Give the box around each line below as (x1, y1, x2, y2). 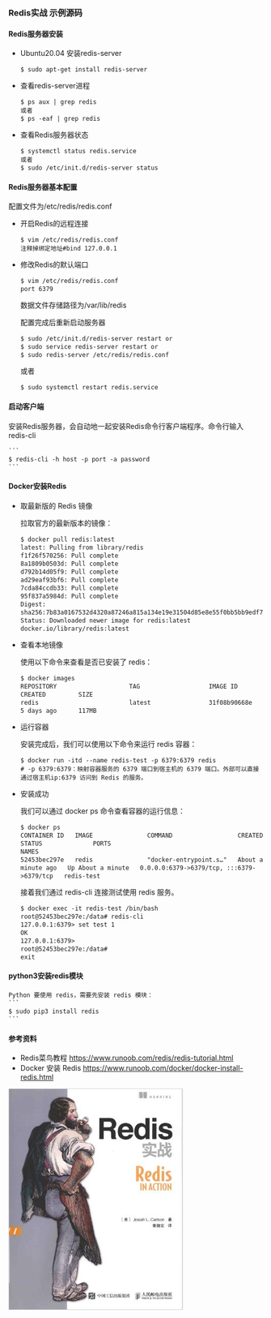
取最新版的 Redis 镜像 (19, 500, 93, 510)
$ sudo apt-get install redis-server (19, 66, 148, 74)
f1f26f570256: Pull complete (19, 552, 119, 560)
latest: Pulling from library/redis (19, 543, 144, 552)
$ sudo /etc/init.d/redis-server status (19, 164, 159, 172)
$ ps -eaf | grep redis (19, 115, 101, 123)
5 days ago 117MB (19, 706, 97, 715)
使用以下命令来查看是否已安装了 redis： (19, 657, 153, 667)
